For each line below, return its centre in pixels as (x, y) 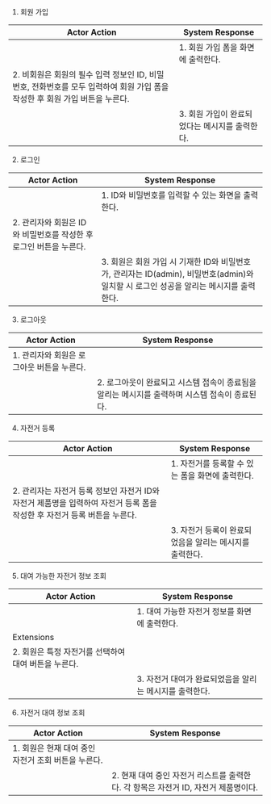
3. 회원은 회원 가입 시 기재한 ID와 (160, 262)
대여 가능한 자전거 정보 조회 (63, 576)
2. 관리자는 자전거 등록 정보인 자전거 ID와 (86, 491)
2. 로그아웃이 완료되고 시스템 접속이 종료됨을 (176, 382)
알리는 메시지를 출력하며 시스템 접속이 (164, 394)
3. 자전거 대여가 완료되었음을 (188, 679)
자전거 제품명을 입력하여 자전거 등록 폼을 (85, 503)
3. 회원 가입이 (203, 114)
